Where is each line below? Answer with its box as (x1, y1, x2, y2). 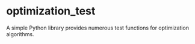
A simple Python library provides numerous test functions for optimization (6, 24, 190, 31)
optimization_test (6, 4, 96, 18)
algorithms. (6, 30, 34, 37)
